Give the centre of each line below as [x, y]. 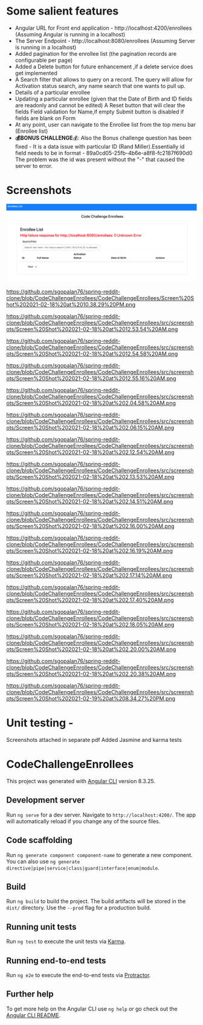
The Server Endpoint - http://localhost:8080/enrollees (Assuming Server [105, 41]
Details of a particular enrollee [53, 92]
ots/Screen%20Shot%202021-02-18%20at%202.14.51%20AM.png [90, 502]
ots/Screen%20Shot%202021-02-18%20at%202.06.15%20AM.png [90, 428]
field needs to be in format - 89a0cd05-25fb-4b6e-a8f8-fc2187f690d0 [104, 153]
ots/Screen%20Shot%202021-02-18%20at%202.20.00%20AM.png [91, 649]
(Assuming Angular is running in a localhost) [70, 34]
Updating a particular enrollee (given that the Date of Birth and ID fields [103, 99]
